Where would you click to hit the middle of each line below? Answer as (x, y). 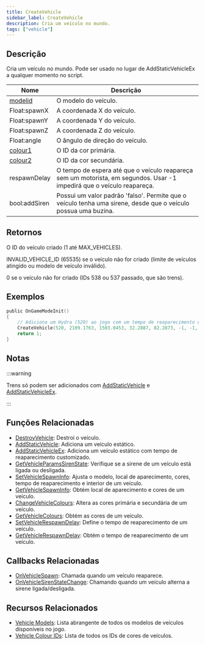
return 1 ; (30, 334)
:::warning (19, 373)
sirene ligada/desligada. (45, 589)
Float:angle (25, 140)
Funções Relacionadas (50, 423)
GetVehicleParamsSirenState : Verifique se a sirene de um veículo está (103, 464)
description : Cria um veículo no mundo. (59, 23)
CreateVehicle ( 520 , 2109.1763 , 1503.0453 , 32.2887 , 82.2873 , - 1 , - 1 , (108, 328)
